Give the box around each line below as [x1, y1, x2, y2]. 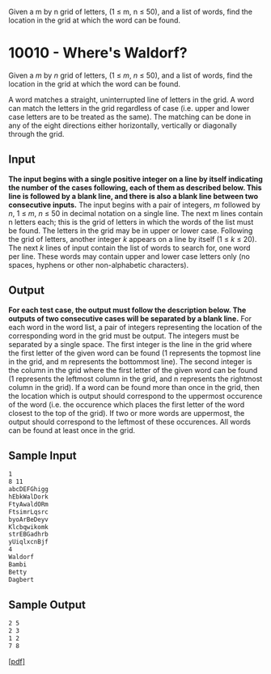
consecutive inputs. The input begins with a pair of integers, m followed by [8, 200, 260, 210]
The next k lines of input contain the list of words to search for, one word [8, 243, 251, 252]
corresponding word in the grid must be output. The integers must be [8, 331, 240, 341]
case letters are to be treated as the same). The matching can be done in [8, 112, 252, 121]
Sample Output [8, 598, 87, 612]
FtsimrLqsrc [8, 507, 49, 516]
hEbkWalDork [8, 493, 49, 501]
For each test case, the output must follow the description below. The [8, 305, 247, 315]
